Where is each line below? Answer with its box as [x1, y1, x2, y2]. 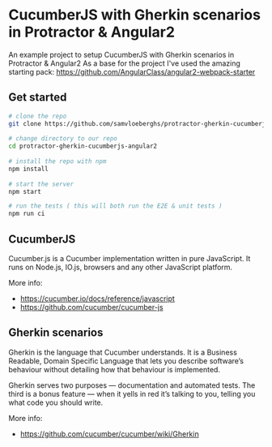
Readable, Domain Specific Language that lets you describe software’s [8, 355, 244, 366]
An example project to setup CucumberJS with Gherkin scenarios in [8, 49, 235, 59]
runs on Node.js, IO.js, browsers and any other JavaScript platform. [8, 262, 233, 272]
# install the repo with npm [8, 157, 107, 165]
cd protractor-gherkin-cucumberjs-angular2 [8, 142, 158, 151]
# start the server [8, 180, 74, 188]
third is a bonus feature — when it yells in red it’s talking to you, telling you [8, 389, 256, 398]
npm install [8, 165, 49, 173]
